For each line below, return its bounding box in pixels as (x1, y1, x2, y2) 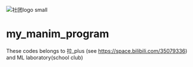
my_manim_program (6, 27, 109, 41)
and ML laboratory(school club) (6, 53, 83, 61)
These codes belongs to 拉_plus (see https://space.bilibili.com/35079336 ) (6, 47, 188, 54)
